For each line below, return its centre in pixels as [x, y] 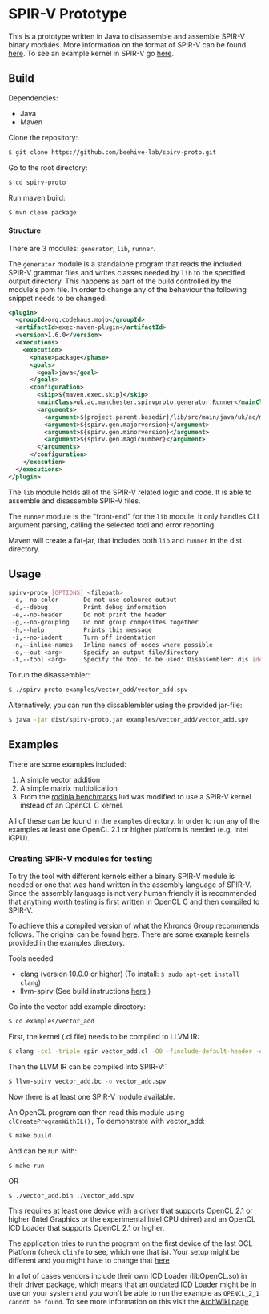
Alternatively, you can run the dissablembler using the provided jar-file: [125, 705]
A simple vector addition [60, 779]
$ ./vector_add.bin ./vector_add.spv [71, 1196]
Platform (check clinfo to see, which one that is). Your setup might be [124, 1252]
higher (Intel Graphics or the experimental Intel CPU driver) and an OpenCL [132, 1219]
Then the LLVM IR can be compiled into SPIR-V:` [88, 1066]
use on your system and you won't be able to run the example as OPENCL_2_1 [134, 1293]
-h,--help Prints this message [82, 630]
